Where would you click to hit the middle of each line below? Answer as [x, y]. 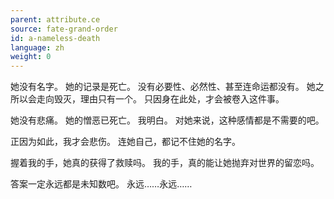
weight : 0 [31, 57]
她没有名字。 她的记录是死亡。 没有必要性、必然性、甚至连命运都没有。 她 [163, 87]
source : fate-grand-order [64, 29]
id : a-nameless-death [55, 38]
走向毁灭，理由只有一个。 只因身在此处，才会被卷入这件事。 [160, 99]
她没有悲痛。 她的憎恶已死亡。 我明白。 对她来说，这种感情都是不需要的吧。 [167, 120]
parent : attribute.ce [55, 19]
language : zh [37, 47]
